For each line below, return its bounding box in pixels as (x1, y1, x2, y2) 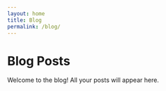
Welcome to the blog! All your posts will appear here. (7, 76, 159, 84)
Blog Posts (7, 53, 71, 69)
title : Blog (7, 17, 42, 24)
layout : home (7, 10, 45, 17)
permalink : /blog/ (7, 23, 61, 30)
